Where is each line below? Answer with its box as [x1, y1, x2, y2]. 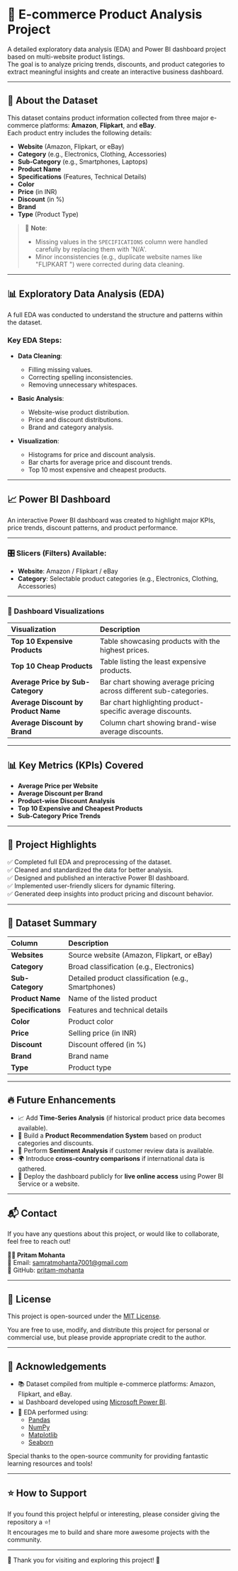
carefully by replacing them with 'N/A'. [35, 244, 147, 254]
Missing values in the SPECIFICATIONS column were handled [35, 237, 208, 246]
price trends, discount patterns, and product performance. [7, 523, 178, 532]
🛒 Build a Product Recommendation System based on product [17, 1131, 202, 1140]
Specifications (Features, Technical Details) [17, 172, 147, 181]
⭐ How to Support [7, 1487, 87, 1499]
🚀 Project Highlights [7, 839, 97, 851]
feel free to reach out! [7, 1237, 71, 1246]
